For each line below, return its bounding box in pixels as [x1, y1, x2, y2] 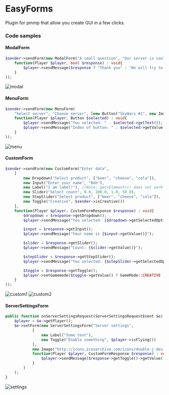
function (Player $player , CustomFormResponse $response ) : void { [14, 208, 154, 213]
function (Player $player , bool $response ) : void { [14, 60, 123, 65]
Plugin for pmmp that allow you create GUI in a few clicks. [5, 20, 125, 26]
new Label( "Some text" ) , [41, 333, 94, 338]
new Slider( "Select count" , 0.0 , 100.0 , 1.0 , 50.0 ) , [23, 190, 136, 195]
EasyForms [5, 3, 53, 15]
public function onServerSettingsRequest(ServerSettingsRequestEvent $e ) [5, 314, 163, 319]
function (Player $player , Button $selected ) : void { [14, 116, 127, 121]
